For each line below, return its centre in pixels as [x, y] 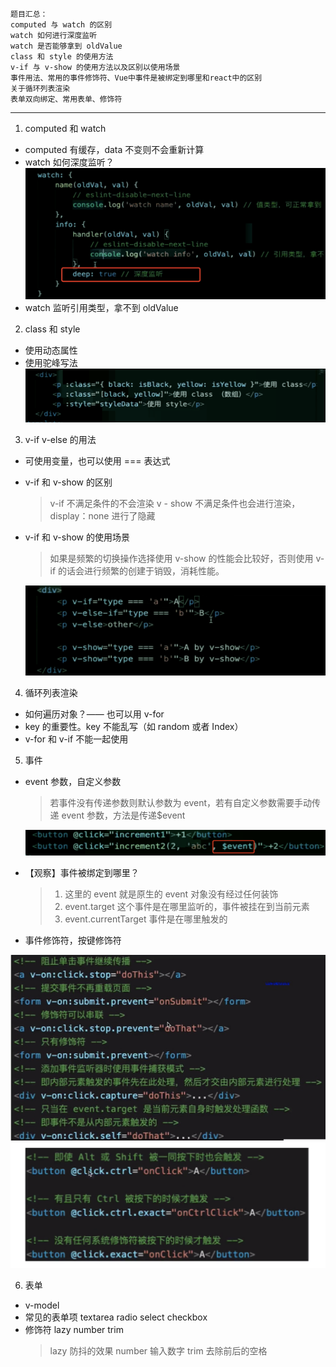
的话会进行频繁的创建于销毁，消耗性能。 [141, 570]
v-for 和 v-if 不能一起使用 [76, 739]
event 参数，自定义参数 [73, 782]
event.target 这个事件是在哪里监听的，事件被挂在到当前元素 [187, 907]
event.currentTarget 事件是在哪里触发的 [146, 919]
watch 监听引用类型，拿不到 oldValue [101, 308]
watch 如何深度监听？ [69, 162]
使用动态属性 [51, 350]
